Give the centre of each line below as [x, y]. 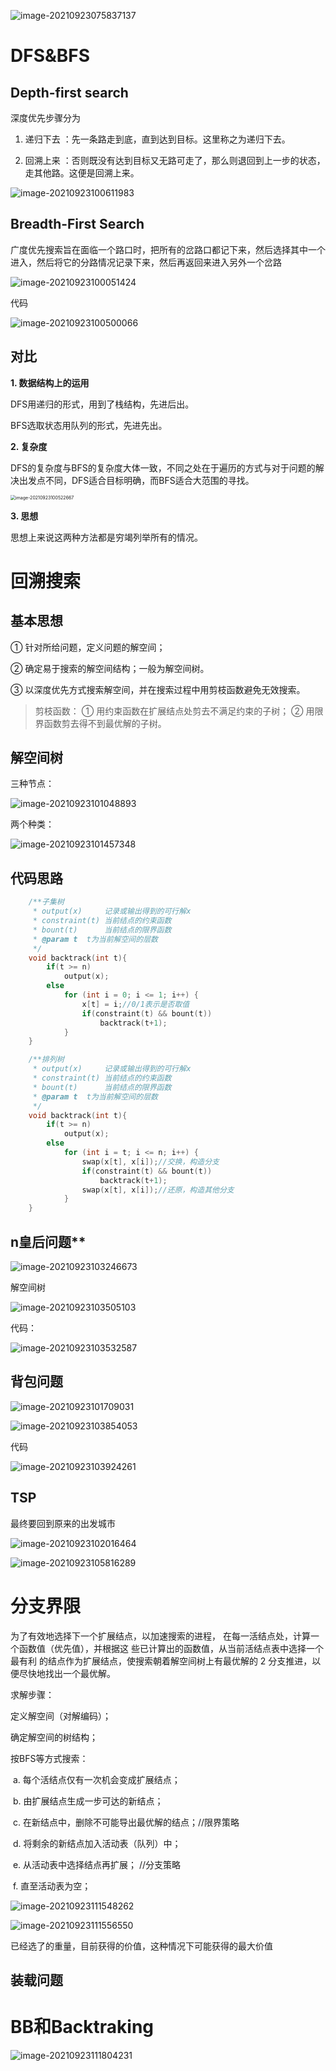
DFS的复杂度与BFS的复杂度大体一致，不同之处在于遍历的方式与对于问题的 [163, 467]
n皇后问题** [48, 1241]
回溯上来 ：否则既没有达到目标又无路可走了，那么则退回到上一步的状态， [175, 160]
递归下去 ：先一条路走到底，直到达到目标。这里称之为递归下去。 [157, 139]
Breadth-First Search [77, 224]
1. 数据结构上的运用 [50, 382]
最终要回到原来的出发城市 [63, 1523]
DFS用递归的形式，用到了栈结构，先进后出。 [102, 404]
